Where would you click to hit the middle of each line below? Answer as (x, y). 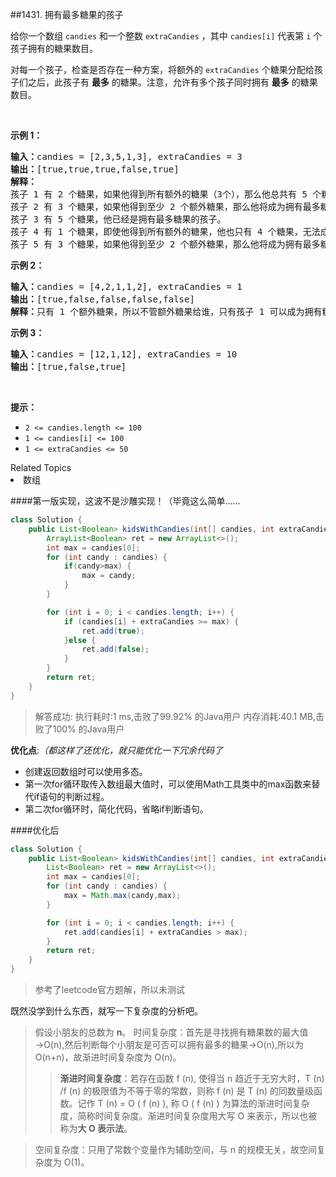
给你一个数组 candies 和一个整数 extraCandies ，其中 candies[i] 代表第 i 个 (166, 36)
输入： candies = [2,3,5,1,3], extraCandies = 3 (126, 156)
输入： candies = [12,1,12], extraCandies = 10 (124, 354)
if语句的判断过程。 (71, 796)
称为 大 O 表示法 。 (96, 1128)
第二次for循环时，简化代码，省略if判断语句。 (116, 809)
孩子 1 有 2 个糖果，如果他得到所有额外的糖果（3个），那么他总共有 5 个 (166, 194)
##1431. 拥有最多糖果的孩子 (67, 14)
